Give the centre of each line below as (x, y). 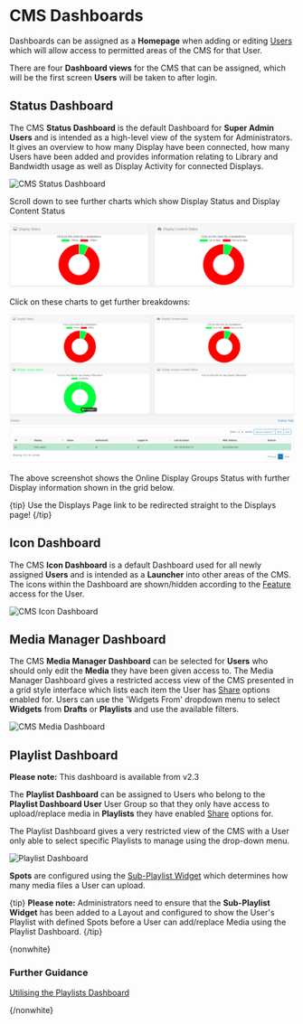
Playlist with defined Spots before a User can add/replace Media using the (148, 922)
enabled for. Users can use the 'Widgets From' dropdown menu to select (145, 700)
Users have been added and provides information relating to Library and (144, 156)
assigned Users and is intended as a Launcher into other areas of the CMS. (150, 574)
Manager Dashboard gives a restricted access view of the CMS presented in (151, 681)
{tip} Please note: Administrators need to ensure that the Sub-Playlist (140, 903)
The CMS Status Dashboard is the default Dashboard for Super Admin (142, 127)
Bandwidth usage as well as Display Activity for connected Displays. (137, 166)
